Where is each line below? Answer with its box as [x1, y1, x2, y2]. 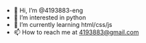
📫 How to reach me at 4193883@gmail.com [13, 28, 139, 36]
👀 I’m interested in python [13, 13, 86, 21]
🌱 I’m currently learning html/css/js [13, 21, 112, 28]
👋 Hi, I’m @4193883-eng [13, 7, 84, 14]
